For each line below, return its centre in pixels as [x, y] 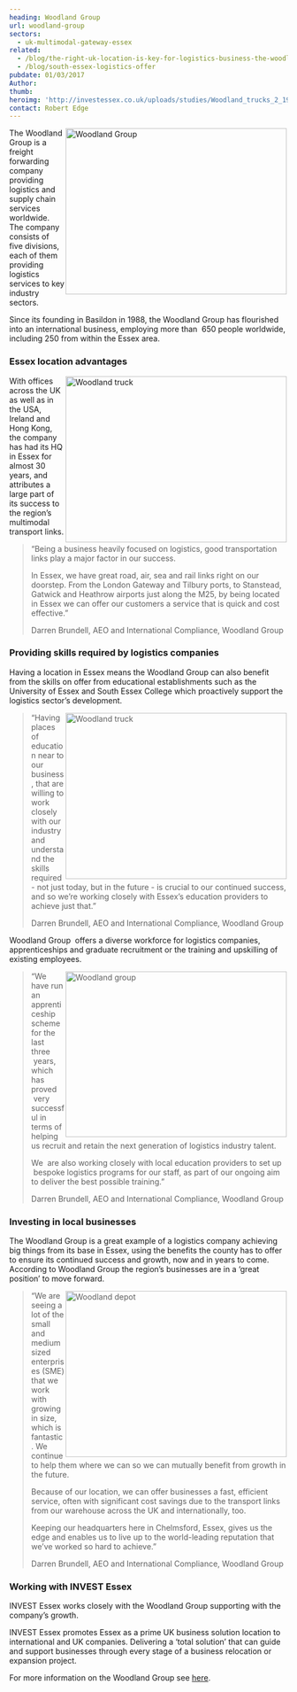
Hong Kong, [31, 428]
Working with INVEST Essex [71, 1587]
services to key [37, 283]
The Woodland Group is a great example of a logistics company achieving [144, 1241]
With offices [31, 381]
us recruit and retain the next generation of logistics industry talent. [153, 1145]
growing [46, 1409]
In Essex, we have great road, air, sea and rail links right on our [145, 575]
